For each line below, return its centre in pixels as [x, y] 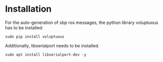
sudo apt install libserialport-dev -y [46, 55]
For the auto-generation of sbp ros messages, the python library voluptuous [82, 22]
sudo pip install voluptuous [35, 37]
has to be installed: [24, 27]
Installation [28, 9]
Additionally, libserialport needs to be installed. [52, 45]
